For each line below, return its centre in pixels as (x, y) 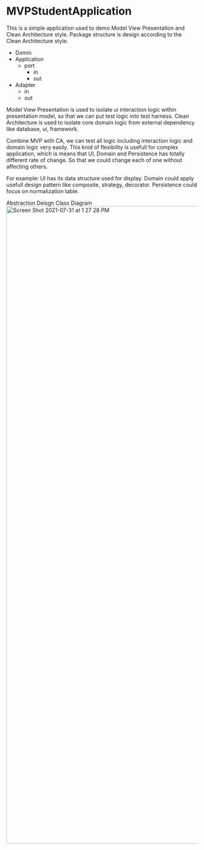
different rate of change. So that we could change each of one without (94, 160)
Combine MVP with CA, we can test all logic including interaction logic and (100, 140)
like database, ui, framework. (42, 129)
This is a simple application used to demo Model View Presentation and (96, 28)
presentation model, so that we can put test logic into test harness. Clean (98, 116)
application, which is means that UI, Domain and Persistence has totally (96, 154)
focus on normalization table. (43, 191)
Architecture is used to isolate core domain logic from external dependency (101, 122)
